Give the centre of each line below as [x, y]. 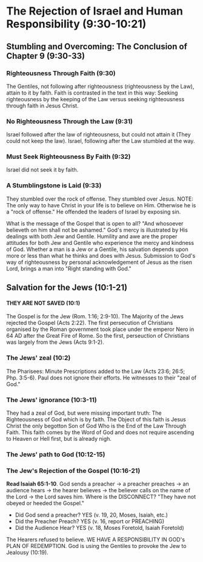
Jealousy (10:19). [27, 552]
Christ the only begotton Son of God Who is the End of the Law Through [96, 426]
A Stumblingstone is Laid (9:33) [54, 186]
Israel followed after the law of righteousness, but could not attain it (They [98, 135]
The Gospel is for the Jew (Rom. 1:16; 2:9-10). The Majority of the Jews [95, 316]
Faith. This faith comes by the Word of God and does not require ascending [100, 432]
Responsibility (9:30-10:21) [76, 24]
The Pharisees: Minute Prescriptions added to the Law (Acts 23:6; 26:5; [96, 371]
